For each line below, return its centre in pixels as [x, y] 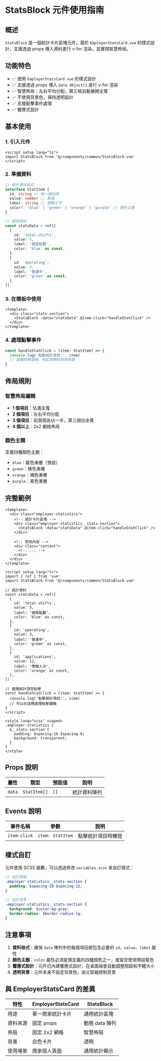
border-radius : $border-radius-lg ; [46, 914]
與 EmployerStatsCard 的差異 [50, 989]
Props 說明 [22, 768]
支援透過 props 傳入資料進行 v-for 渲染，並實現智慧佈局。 [72, 49]
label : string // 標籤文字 [36, 203]
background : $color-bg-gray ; [39, 909]
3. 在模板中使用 [23, 299]
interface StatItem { [27, 189]
